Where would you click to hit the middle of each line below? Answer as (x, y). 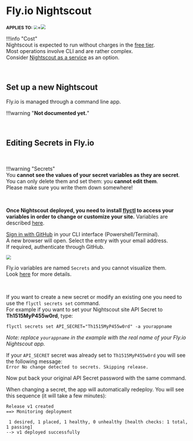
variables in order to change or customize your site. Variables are (87, 216)
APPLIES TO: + (24, 27)
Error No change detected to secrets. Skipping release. (77, 367)
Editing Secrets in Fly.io (50, 143)
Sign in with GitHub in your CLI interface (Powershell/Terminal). (83, 234)
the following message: (34, 361)
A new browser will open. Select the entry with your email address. (87, 241)
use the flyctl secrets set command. (53, 303)
